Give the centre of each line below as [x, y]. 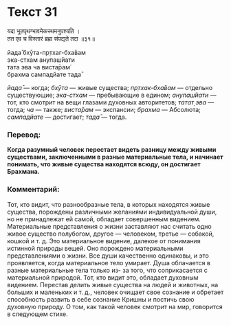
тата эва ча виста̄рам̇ [39, 67]
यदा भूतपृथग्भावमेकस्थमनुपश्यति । [44, 31]
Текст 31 [32, 12]
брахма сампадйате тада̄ [44, 74]
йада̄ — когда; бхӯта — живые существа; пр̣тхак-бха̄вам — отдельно [110, 87]
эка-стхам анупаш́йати [41, 60]
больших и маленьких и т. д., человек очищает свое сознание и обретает [115, 292]
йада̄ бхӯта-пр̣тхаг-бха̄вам [46, 52]
